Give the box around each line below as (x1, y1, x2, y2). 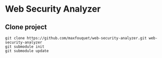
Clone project (5, 23, 47, 31)
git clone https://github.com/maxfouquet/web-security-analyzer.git (5, 36, 147, 40)
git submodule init (5, 44, 45, 49)
